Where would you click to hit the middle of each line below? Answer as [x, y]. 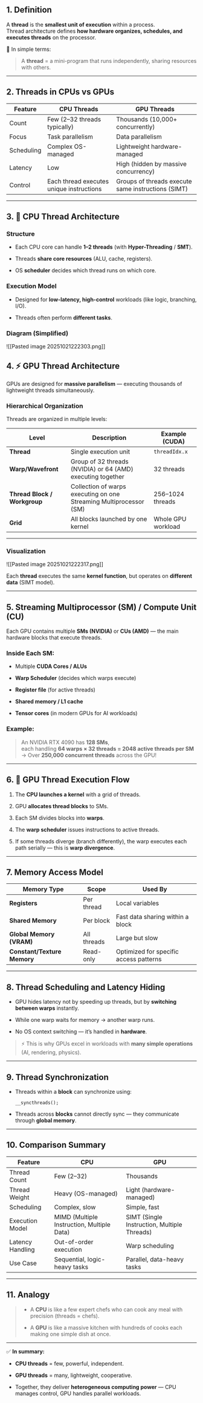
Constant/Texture [35, 952]
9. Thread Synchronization [57, 1077]
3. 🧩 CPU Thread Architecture [63, 217]
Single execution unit [100, 452]
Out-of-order [74, 1241]
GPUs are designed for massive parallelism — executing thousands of [94, 384]
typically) [61, 126]
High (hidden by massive [152, 164]
